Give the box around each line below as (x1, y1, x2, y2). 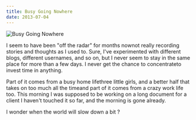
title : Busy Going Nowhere (6, 8, 73, 15)
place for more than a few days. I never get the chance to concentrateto (6, 60, 182, 68)
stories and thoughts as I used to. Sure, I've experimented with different (6, 48, 181, 55)
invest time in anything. (6, 66, 63, 74)
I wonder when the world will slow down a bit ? (6, 108, 120, 115)
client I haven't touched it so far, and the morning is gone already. (6, 96, 166, 104)
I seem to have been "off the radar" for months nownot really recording (6, 42, 179, 49)
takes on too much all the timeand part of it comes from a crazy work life (6, 84, 184, 91)
